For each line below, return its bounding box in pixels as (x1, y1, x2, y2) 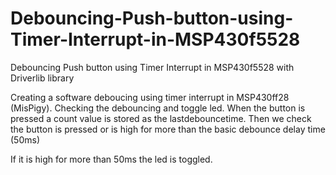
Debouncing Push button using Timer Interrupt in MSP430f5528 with (10, 61, 295, 73)
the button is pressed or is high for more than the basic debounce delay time (10, 123, 326, 135)
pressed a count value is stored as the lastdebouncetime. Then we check (10, 112, 312, 124)
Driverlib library (10, 72, 75, 84)
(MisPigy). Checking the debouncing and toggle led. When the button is (10, 102, 306, 114)
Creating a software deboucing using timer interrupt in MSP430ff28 (10, 91, 290, 103)
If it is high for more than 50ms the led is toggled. (10, 153, 213, 165)
